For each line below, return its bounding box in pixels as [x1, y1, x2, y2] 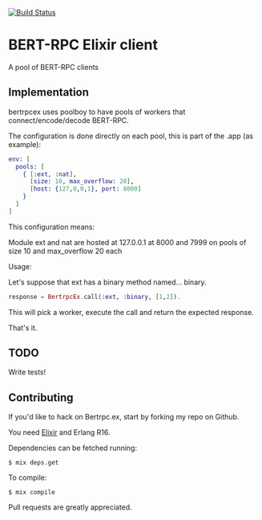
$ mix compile [8, 489, 56, 497]
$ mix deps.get [8, 459, 59, 467]
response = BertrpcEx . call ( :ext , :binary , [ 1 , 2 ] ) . [8, 293, 181, 301]
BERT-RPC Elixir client [8, 36, 159, 54]
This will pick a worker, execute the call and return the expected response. [8, 307, 254, 317]
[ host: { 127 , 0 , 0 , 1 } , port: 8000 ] [29, 185, 142, 193]
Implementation [8, 85, 90, 100]
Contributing [8, 391, 74, 404]
